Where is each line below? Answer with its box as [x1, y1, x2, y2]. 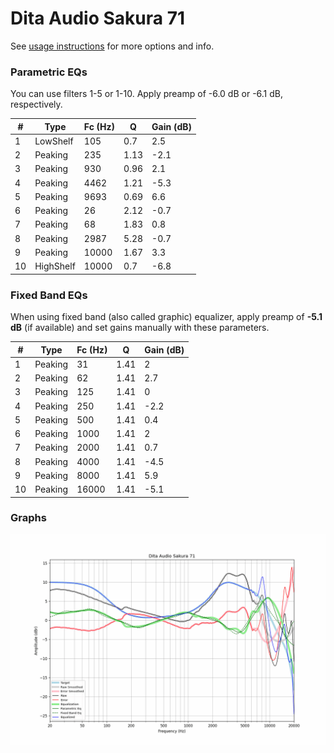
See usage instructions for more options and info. [10, 40, 215, 52]
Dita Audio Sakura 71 [10, 7, 185, 30]
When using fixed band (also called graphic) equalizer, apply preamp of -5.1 [10, 311, 323, 323]
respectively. [10, 98, 63, 111]
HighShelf [34, 260, 76, 272]
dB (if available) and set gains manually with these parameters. [10, 322, 270, 334]
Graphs [10, 511, 47, 525]
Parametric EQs [10, 65, 88, 79]
